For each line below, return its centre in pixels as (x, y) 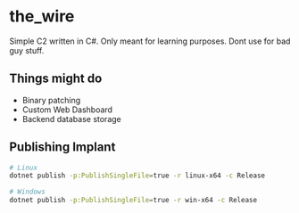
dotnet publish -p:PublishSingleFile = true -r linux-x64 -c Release (137, 176)
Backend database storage (72, 119)
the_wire (42, 16)
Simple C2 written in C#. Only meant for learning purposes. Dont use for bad (150, 41)
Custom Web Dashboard (67, 110)
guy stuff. (27, 50)
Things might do (56, 79)
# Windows (28, 192)
